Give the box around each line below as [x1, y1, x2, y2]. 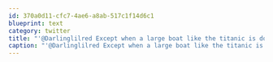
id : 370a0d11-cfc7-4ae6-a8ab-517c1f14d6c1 [8, 11, 154, 20]
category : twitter [8, 27, 71, 35]
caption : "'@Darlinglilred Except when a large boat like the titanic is [8, 42, 264, 50]
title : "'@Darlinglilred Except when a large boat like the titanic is [8, 34, 256, 43]
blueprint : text [8, 19, 63, 27]
